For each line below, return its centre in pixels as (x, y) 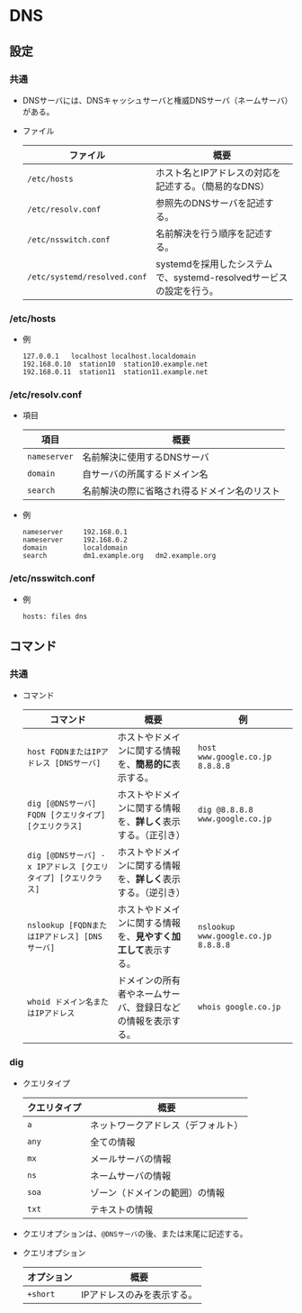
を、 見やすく (145, 936)
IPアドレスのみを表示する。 (139, 1294)
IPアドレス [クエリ (73, 867)
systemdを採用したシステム (214, 264)
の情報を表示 (145, 1021)
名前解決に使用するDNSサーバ (146, 458)
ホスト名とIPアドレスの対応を (218, 172)
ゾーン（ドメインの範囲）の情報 (157, 1192)
